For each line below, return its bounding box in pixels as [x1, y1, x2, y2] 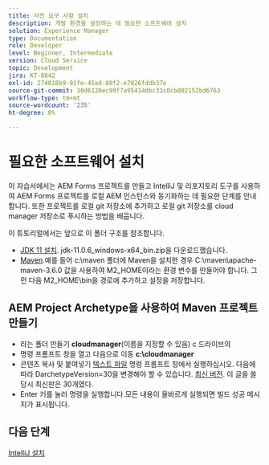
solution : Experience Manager [8, 27, 110, 35]
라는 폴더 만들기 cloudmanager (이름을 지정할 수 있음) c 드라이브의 [19, 339, 231, 349]
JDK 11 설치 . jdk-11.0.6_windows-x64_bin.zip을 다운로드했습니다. [19, 245, 228, 255]
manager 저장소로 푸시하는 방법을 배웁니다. [8, 210, 145, 221]
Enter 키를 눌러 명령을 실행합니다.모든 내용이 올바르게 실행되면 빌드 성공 [19, 389, 246, 398]
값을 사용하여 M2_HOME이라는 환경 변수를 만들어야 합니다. [63, 265, 250, 275]
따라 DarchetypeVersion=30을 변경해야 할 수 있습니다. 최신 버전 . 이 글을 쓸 [19, 369, 257, 378]
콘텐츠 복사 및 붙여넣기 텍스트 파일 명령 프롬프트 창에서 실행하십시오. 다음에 [19, 359, 256, 369]
